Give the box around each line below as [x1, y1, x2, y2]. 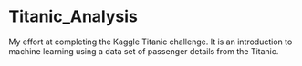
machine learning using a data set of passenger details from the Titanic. [8, 45, 279, 56]
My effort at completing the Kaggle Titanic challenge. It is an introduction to [8, 36, 293, 47]
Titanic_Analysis [8, 6, 139, 27]
